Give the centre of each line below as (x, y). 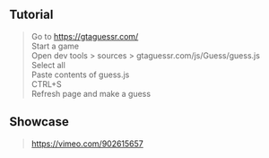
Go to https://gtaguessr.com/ (85, 36)
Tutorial (31, 15)
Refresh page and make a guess (91, 93)
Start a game (55, 46)
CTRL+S (47, 83)
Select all (48, 65)
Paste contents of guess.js (80, 75)
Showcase (39, 122)
